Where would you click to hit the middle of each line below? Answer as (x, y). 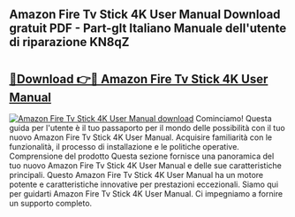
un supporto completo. (51, 203)
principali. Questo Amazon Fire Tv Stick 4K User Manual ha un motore (136, 175)
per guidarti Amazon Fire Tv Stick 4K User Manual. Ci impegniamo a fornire (146, 194)
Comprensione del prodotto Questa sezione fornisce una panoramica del (142, 156)
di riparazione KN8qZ (69, 42)
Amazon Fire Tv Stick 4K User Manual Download (145, 15)
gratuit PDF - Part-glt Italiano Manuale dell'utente (148, 29)
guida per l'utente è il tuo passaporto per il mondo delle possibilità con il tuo (147, 128)
